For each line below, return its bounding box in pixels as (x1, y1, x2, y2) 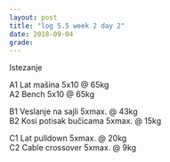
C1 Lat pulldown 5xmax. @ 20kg (9, 133, 127, 143)
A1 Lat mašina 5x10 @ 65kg (9, 79, 109, 90)
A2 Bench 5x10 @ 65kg (9, 89, 95, 100)
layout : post (9, 12, 58, 22)
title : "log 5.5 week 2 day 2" (9, 21, 125, 30)
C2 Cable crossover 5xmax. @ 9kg (9, 142, 136, 153)
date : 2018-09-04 (9, 29, 74, 38)
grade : (9, 37, 34, 47)
